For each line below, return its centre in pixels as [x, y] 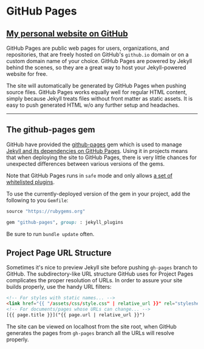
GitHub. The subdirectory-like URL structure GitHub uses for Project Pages [100, 274]
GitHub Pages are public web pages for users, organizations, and [88, 48]
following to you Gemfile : [37, 200]
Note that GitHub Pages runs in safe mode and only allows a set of [90, 175]
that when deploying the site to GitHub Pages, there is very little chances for [102, 157]
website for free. [27, 74]
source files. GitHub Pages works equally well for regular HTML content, [97, 92]
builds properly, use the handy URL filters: [59, 287]
